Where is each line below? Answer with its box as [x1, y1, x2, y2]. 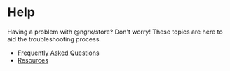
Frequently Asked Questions [17, 49, 100, 57]
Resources [17, 56, 49, 64]
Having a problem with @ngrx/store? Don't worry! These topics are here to [7, 27, 223, 36]
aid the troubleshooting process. [7, 34, 102, 43]
